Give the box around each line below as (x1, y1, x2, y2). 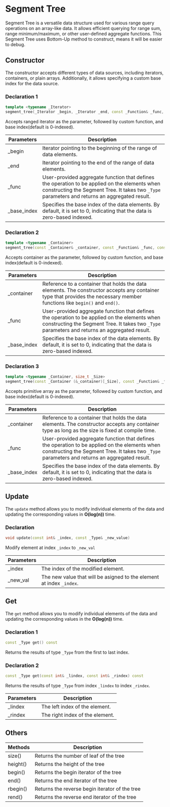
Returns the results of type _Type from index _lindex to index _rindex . (5, 683, 150, 689)
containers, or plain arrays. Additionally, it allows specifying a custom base (5, 75, 161, 81)
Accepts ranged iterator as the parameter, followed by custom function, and (5, 118, 163, 124)
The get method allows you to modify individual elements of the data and (5, 610, 158, 617)
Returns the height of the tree (34, 760, 105, 767)
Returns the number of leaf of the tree (34, 752, 125, 759)
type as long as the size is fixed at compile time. (42, 427, 156, 434)
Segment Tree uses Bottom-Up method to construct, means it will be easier (5, 36, 163, 42)
